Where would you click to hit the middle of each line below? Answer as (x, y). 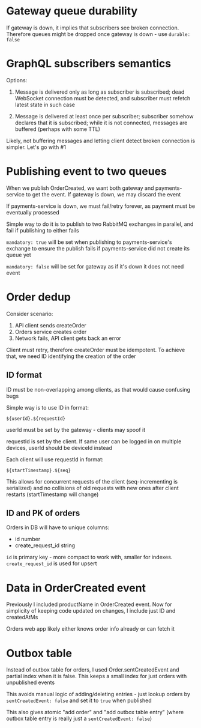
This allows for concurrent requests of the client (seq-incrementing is (92, 481)
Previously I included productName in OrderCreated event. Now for (89, 604)
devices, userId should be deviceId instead (59, 447)
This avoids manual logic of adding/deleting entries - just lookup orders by (98, 694)
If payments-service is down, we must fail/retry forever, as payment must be (101, 206)
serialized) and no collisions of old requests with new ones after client (92, 488)
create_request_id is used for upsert (52, 563)
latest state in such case (45, 105)
